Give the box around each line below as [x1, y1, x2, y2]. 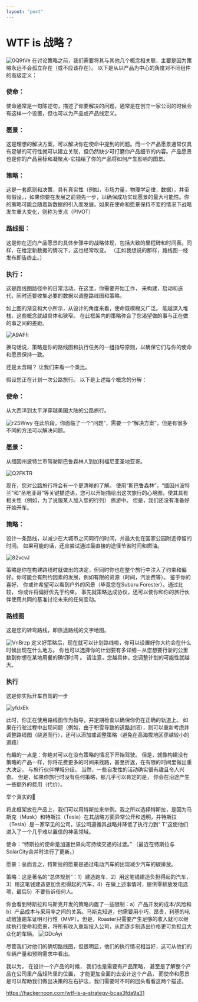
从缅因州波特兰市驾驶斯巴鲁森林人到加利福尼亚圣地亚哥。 [6, 457, 146, 465]
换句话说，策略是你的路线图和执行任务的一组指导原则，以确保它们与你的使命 [6, 344, 192, 351]
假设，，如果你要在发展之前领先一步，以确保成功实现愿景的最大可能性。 [11, 194, 184, 201]
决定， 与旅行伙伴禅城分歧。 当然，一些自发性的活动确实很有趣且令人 [11, 766, 180, 773]
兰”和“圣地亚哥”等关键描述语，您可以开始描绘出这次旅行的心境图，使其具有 [6, 489, 189, 496]
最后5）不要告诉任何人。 [16, 888, 77, 895]
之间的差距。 [16, 320, 48, 327]
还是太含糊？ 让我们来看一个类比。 [6, 363, 90, 370]
